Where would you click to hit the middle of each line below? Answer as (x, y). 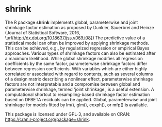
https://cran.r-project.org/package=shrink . (48, 119)
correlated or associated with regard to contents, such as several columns (79, 74)
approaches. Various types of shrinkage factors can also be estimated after (81, 53)
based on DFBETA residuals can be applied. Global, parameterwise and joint (81, 99)
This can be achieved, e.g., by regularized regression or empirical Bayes (77, 48)
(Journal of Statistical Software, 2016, (43, 32)
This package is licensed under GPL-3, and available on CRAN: (68, 114)
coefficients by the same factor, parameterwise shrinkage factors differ (76, 63)
